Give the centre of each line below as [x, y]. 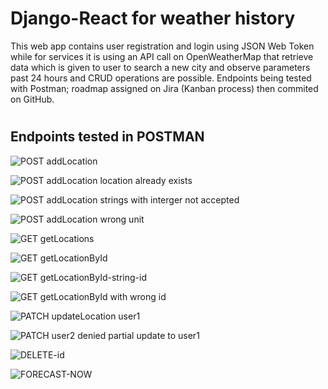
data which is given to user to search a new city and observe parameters [160, 67]
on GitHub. [32, 99]
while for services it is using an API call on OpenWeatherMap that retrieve [162, 56]
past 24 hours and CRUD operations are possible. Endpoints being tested [161, 78]
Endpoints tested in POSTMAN [107, 137]
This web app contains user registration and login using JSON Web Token [162, 46]
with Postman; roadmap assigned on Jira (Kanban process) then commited [164, 88]
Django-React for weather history [153, 18]
